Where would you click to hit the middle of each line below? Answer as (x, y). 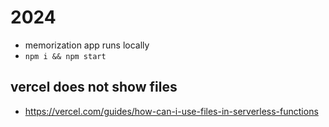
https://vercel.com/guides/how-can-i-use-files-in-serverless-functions (171, 111)
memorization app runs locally (87, 45)
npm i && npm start (65, 56)
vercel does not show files (94, 87)
